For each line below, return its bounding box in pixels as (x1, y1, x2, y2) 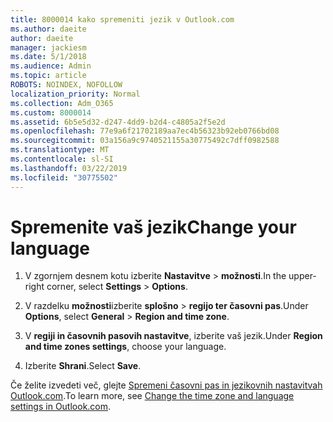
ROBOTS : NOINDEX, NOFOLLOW (10, 80, 123, 90)
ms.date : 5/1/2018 (10, 52, 87, 62)
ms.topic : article (10, 71, 87, 81)
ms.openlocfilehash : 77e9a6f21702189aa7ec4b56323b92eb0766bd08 (10, 126, 280, 136)
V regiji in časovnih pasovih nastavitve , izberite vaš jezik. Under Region (24, 330, 323, 342)
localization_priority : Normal (10, 89, 141, 99)
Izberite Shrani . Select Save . (24, 360, 142, 372)
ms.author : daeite (10, 24, 87, 34)
